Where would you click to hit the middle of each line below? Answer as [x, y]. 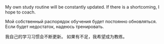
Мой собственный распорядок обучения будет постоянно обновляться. [81, 22]
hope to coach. [20, 12]
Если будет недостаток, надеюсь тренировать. [55, 27]
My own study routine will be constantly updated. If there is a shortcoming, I [82, 7]
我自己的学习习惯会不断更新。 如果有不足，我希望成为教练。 [66, 37]
